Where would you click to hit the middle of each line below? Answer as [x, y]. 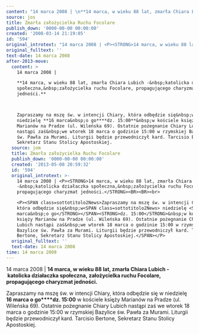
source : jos [21, 17]
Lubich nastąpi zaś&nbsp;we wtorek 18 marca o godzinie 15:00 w [98, 225]
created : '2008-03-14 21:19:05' [46, 34]
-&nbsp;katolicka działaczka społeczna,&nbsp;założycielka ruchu [99, 187]
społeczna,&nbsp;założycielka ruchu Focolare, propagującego [94, 89]
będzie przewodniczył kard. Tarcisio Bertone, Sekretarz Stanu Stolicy [90, 318]
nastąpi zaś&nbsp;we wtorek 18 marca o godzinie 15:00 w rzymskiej [102, 131]
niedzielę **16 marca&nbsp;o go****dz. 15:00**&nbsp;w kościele [98, 120]
